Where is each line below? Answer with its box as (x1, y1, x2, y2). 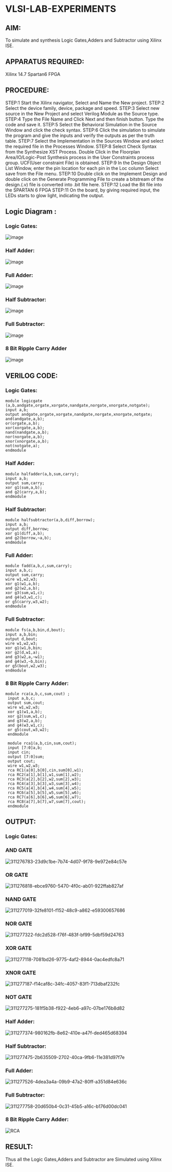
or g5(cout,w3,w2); (7, 727, 50, 732)
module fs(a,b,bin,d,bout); (5, 627, 66, 632)
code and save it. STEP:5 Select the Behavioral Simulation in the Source (5, 121, 157, 127)
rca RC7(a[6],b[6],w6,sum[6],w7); (7, 794, 82, 800)
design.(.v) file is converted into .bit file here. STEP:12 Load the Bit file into (5, 181, 162, 187)
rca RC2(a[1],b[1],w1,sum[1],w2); (7, 772, 82, 777)
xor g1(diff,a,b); (5, 531, 45, 536)
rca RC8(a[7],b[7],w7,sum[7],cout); (7, 799, 86, 804)
